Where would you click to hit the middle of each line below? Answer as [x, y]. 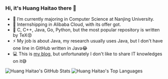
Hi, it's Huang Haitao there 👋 [41, 8]
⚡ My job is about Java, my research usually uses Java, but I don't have [88, 41]
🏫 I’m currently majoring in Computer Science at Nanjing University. [83, 19]
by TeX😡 [22, 35]
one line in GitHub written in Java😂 [50, 48]
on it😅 [20, 61]
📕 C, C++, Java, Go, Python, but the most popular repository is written [86, 30]
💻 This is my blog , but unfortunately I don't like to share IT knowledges [87, 54]
